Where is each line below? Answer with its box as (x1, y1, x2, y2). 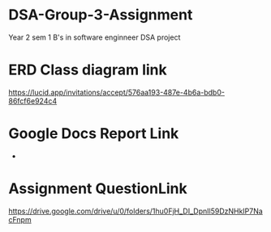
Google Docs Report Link (8, 124, 179, 143)
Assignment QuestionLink (8, 179, 188, 197)
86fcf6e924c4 (8, 95, 58, 106)
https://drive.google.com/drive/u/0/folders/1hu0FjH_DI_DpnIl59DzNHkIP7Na (8, 206, 264, 216)
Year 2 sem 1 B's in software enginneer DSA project (8, 32, 181, 42)
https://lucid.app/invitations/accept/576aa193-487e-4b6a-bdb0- (8, 87, 226, 97)
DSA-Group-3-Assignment (8, 6, 193, 24)
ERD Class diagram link (8, 61, 168, 79)
